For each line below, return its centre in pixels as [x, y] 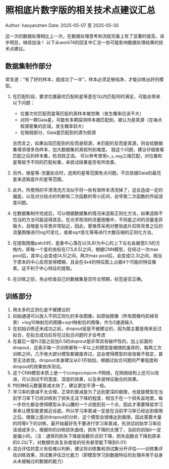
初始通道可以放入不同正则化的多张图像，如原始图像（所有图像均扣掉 [83, 316]
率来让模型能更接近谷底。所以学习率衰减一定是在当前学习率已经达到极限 [88, 410]
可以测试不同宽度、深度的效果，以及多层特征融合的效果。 [81, 379]
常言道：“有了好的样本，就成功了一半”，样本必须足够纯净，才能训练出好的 [82, 79]
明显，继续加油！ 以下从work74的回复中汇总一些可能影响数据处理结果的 [84, 42]
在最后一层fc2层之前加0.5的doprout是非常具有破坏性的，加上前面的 [82, 341]
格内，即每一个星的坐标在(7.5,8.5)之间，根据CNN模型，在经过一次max [86, 249]
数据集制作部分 [29, 66]
